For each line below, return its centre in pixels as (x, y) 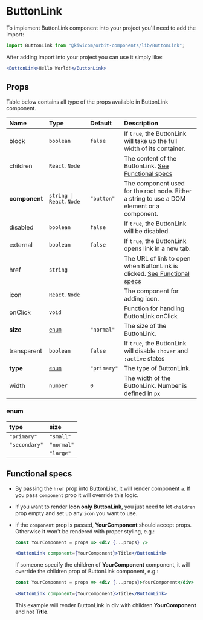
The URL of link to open (157, 258)
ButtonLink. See (146, 166)
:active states (144, 358)
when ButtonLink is (151, 266)
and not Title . (32, 612)
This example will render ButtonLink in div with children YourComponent (105, 605)
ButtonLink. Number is (155, 385)
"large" (60, 453)
